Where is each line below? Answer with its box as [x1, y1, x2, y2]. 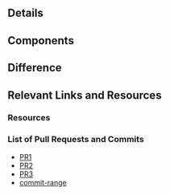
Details [7, 6, 44, 20]
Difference [7, 61, 62, 75]
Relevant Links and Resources [7, 88, 162, 102]
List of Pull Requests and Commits [7, 134, 144, 145]
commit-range [19, 177, 68, 187]
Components [7, 34, 74, 47]
